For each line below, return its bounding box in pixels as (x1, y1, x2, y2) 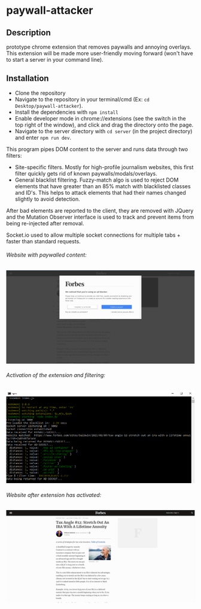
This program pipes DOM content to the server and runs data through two (6, 145, 188, 153)
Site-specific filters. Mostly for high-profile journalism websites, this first (14, 163, 194, 171)
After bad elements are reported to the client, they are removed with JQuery (6, 207, 194, 214)
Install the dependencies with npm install (14, 108, 118, 116)
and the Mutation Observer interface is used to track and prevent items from (6, 213, 194, 221)
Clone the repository (14, 89, 66, 97)
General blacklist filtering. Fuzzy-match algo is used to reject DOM (14, 176, 179, 183)
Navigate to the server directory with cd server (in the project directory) (14, 127, 193, 135)
